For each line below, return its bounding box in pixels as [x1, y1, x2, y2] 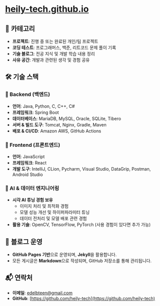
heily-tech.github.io [5, 3, 89, 15]
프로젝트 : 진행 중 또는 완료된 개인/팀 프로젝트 [12, 39, 99, 44]
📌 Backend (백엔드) [5, 91, 50, 98]
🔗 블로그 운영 [5, 237, 43, 246]
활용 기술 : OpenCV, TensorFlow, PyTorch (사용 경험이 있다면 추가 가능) [12, 221, 151, 228]
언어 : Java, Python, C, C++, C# [12, 103, 75, 109]
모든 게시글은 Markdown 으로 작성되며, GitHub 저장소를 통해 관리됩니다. [12, 258, 152, 264]
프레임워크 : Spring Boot [12, 109, 59, 115]
